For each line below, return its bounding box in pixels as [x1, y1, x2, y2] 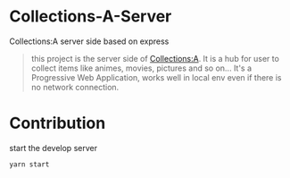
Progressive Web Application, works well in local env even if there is [30, 72, 282, 82]
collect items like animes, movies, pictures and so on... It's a [30, 63, 253, 73]
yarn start [9, 159, 50, 169]
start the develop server [9, 142, 98, 153]
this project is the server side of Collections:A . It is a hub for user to [30, 53, 279, 64]
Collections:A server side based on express [9, 36, 170, 47]
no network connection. [30, 81, 120, 92]
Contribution [9, 114, 106, 133]
